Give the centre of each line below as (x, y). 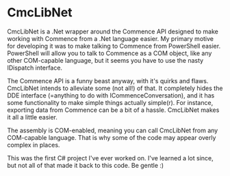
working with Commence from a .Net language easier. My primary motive (111, 38)
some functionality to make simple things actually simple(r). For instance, (110, 102)
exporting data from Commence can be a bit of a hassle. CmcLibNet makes (113, 110)
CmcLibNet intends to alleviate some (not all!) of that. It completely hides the (115, 88)
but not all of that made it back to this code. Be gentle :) (86, 165)
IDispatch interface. (35, 68)
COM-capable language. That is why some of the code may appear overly (112, 137)
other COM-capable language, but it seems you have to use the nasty (105, 60)
